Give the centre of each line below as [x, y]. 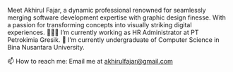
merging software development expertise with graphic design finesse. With [116, 17]
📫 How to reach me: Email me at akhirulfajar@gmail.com [90, 61]
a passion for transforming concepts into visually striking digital [100, 25]
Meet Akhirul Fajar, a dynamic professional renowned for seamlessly [107, 10]
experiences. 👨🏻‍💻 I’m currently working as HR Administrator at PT [103, 32]
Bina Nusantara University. [46, 47]
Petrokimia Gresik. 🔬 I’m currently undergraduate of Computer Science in [114, 40]
